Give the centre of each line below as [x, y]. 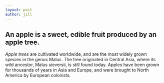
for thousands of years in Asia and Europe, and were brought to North [77, 70]
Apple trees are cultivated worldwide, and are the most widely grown [76, 54]
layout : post [19, 10]
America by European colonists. [38, 76]
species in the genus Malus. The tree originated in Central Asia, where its [80, 60]
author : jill [19, 14]
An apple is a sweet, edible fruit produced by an [81, 35]
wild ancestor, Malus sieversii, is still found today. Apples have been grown [82, 65]
